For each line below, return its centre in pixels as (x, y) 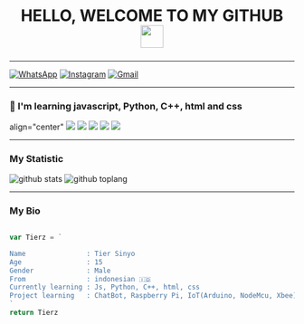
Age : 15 (56, 262)
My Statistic (37, 159)
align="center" (37, 127)
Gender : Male (60, 271)
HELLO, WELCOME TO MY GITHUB (152, 16)
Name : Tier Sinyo (72, 253)
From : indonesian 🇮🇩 (81, 279)
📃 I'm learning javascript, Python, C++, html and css (126, 107)
